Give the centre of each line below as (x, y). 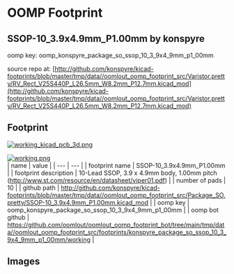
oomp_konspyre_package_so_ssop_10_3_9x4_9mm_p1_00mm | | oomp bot (113, 210)
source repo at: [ (31, 69)
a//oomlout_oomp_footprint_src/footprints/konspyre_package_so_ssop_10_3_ (117, 232)
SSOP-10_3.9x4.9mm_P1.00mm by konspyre (106, 39)
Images (24, 262)
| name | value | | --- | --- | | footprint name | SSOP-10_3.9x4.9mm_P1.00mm (116, 165)
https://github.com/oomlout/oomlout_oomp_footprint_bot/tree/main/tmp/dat (116, 224)
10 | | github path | (33, 188)
